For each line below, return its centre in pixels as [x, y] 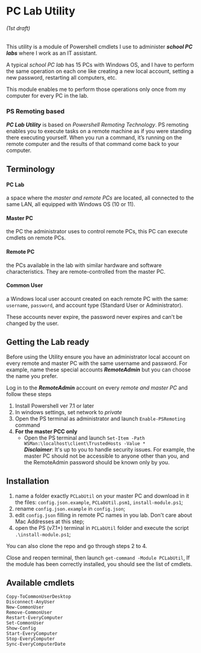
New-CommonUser [25, 607]
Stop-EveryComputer [31, 639]
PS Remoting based [36, 112]
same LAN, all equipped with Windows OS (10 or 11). [71, 204]
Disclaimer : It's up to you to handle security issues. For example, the [110, 449]
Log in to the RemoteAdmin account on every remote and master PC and [97, 388]
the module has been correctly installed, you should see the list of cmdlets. [99, 564]
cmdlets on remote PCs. [36, 238]
